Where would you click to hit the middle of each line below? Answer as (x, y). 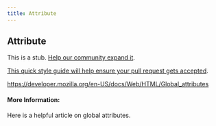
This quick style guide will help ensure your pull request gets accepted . (108, 71)
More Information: (34, 100)
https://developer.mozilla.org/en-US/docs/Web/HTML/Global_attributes (108, 84)
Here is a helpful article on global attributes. (69, 115)
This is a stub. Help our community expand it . (71, 58)
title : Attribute (32, 13)
